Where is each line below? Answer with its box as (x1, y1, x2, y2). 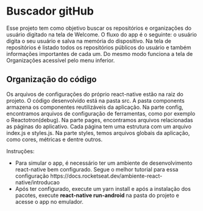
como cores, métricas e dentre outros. (6, 136, 102, 143)
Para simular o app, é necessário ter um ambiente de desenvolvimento (15, 159, 193, 167)
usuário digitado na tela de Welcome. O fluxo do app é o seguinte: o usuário (6, 30, 197, 38)
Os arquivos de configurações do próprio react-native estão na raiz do (6, 90, 184, 98)
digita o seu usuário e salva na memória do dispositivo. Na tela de (6, 37, 172, 44)
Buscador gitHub (6, 4, 94, 18)
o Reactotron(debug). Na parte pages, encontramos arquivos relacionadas (6, 116, 193, 123)
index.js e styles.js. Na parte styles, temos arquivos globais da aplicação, (6, 129, 190, 136)
